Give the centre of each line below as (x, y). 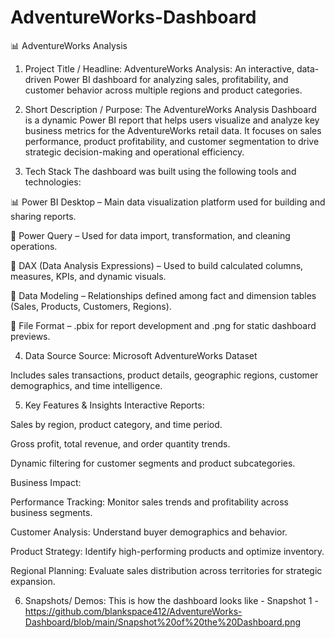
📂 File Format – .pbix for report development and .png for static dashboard (163, 325)
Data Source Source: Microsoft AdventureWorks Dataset (141, 355)
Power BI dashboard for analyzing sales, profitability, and (171, 79)
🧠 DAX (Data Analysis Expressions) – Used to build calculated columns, (157, 265)
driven (38, 79)
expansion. (33, 581)
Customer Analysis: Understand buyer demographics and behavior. (149, 532)
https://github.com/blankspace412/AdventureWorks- (133, 611)
